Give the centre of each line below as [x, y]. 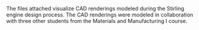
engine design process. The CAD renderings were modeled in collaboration [100, 15]
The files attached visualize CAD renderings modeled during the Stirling [95, 9]
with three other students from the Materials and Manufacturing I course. [97, 21]
